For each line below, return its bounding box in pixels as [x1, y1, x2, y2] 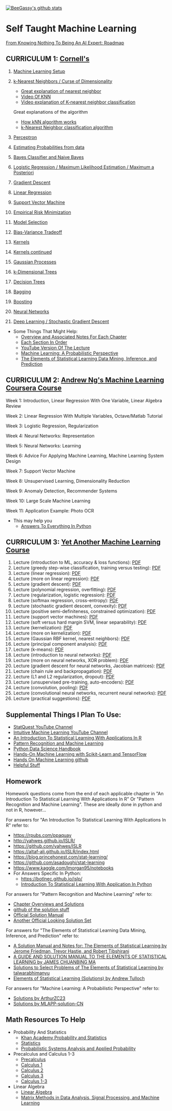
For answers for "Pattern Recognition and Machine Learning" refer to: [6, 891, 153, 897]
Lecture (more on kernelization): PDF [13, 630, 92, 636]
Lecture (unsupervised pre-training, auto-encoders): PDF [13, 679, 135, 685]
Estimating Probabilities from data [13, 144, 85, 150]
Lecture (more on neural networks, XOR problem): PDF [13, 657, 129, 664]
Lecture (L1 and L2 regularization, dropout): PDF [13, 674, 115, 680]
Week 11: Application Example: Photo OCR [6, 507, 94, 513]
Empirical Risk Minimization [13, 209, 71, 215]
